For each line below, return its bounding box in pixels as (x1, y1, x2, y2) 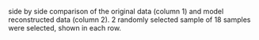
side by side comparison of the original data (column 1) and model (8, 7, 224, 16)
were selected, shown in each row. (8, 24, 121, 32)
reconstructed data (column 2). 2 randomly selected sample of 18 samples (8, 15, 251, 24)
